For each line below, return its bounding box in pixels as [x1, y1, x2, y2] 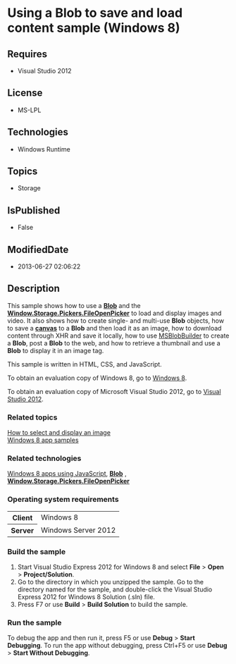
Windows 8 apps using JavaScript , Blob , [7, 469, 127, 478]
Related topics [7, 412, 58, 422]
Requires [7, 48, 48, 60]
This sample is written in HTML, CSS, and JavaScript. [7, 359, 162, 368]
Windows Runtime [17, 145, 70, 153]
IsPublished [7, 204, 61, 216]
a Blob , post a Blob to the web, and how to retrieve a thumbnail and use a [7, 338, 221, 347]
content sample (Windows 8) [7, 20, 181, 36]
